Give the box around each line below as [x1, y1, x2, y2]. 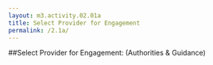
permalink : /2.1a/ [8, 26, 69, 34]
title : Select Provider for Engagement [8, 19, 141, 27]
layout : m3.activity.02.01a [8, 11, 102, 20]
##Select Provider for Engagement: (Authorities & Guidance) [8, 48, 207, 58]
